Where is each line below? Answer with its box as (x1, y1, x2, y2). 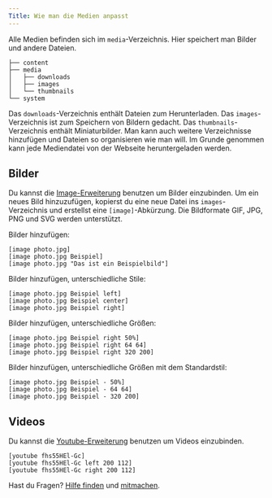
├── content (8, 59, 49, 67)
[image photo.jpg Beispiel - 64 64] (8, 386, 132, 394)
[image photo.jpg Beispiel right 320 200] (8, 348, 154, 356)
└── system (8, 94, 45, 103)
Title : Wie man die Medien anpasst (8, 11, 129, 20)
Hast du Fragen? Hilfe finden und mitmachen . (8, 481, 161, 491)
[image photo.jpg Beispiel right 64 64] (8, 341, 148, 350)
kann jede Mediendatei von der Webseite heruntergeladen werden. (8, 143, 232, 153)
